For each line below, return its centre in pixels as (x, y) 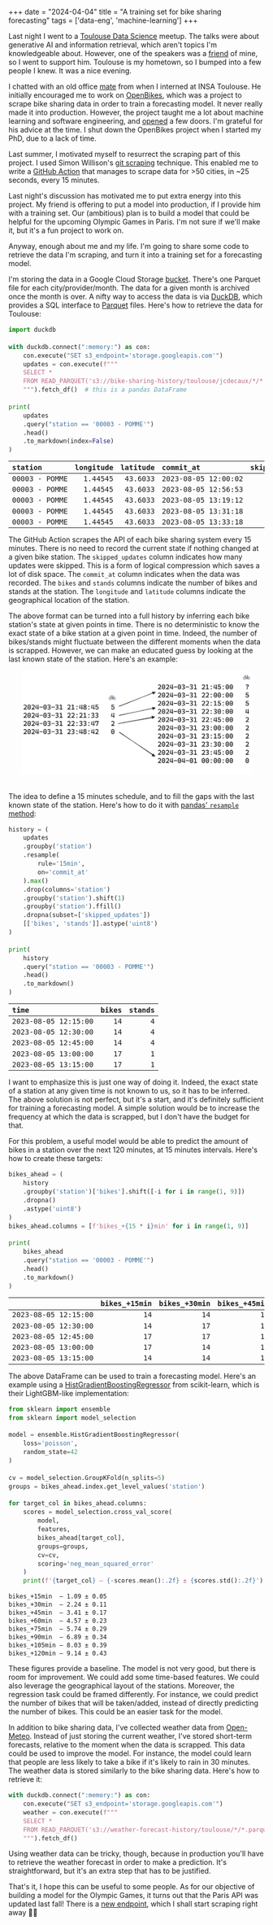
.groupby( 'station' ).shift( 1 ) (74, 898)
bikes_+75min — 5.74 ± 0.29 (58, 1629)
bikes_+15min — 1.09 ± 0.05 (58, 1597)
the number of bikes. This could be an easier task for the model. (116, 1712)
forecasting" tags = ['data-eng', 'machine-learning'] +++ (103, 20)
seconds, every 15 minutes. (54, 180)
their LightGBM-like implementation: (69, 1393)
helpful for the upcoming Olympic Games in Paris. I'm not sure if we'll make (134, 222)
